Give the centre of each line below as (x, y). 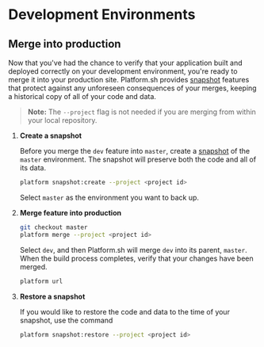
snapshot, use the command (66, 320)
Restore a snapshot (52, 296)
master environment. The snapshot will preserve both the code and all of (138, 159)
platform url (41, 281)
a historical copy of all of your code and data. (82, 96)
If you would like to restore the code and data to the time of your (124, 311)
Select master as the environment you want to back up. (109, 197)
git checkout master (54, 227)
